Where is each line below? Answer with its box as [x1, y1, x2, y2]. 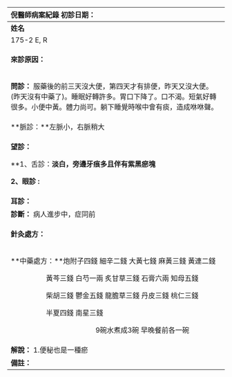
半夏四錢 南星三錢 [46, 308, 104, 318]
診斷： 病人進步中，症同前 [10, 210, 96, 219]
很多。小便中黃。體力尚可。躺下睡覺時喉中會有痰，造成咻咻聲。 [10, 102, 219, 111]
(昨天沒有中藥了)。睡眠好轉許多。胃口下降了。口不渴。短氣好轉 [10, 92, 217, 101]
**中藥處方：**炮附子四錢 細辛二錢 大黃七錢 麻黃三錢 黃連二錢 [10, 256, 216, 266]
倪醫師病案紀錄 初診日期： [10, 10, 96, 19]
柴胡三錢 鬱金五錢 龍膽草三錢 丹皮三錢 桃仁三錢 [46, 291, 199, 300]
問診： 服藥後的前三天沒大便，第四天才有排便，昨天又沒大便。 [10, 82, 213, 91]
